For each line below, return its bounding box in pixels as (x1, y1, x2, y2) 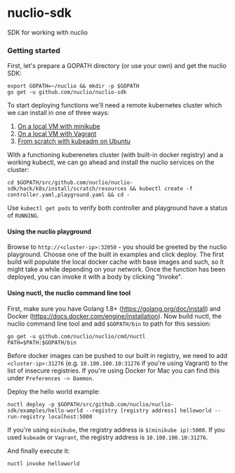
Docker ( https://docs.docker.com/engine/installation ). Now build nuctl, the (7, 312, 222, 320)
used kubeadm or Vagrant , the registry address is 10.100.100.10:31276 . (7, 433, 208, 441)
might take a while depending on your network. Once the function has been (7, 265, 226, 274)
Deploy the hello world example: (7, 387, 100, 396)
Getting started (7, 46, 61, 55)
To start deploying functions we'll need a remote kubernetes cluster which (7, 101, 222, 109)
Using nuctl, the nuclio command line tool (7, 289, 131, 298)
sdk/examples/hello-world (7, 407, 83, 414)
